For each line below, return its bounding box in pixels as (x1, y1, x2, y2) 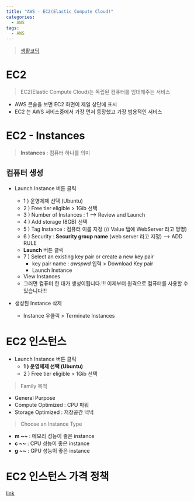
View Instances (23, 272, 60, 279)
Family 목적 (20, 382, 48, 389)
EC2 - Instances (6, 129, 85, 143)
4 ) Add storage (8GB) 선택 (23, 218, 88, 225)
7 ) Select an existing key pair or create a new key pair (23, 253, 154, 260)
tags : (6, 25, 19, 31)
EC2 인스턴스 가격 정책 (6, 470, 109, 483)
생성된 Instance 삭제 (14, 299, 63, 306)
